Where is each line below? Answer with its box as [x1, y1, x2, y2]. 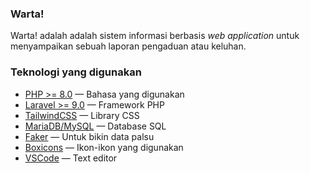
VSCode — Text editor [24, 152, 118, 164]
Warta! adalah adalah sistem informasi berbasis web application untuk [10, 30, 300, 42]
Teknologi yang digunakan [10, 65, 142, 79]
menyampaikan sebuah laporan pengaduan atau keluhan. [10, 40, 247, 52]
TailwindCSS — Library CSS [24, 109, 140, 121]
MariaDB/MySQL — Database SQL [24, 120, 167, 132]
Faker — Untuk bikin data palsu [24, 130, 155, 142]
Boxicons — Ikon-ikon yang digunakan [24, 141, 184, 153]
